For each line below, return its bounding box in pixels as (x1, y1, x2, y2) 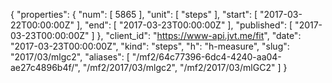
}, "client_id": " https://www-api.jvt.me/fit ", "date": (96, 30, 302, 41)
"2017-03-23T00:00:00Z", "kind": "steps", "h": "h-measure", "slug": (10, 40, 290, 52)
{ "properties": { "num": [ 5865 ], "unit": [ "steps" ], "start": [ (10, 9, 258, 20)
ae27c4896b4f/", (10, 62, 81, 73)
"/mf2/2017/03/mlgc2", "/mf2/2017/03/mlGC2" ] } (82, 62, 288, 73)
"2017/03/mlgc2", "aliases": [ (10, 51, 130, 63)
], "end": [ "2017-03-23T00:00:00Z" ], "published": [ (76, 19, 293, 31)
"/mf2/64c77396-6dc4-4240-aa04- (131, 51, 282, 63)
